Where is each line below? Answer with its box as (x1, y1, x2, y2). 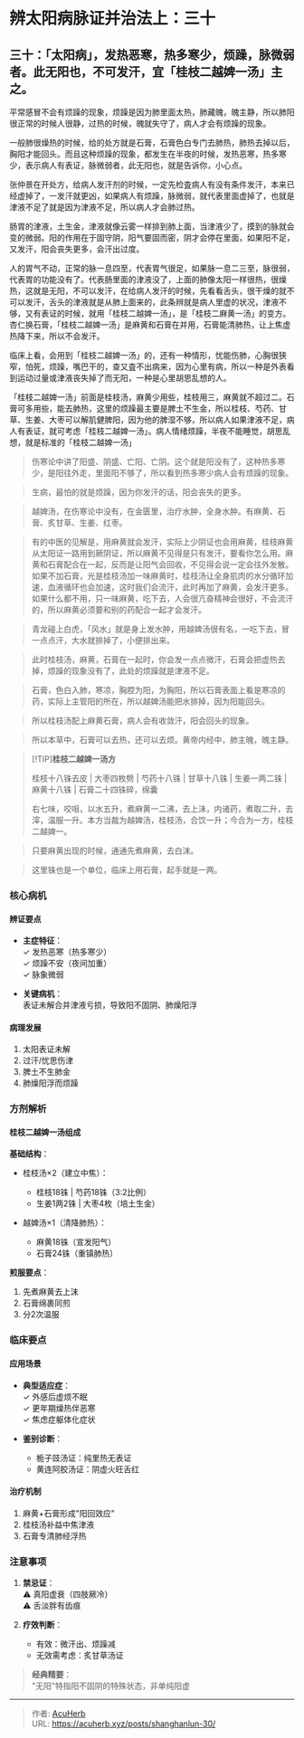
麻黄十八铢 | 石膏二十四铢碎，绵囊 (31, 784, 158, 794)
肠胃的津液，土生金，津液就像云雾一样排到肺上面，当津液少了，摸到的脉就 (9, 221, 287, 232)
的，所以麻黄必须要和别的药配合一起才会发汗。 (31, 604, 206, 615)
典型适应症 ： (22, 1380, 71, 1391)
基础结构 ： (9, 1148, 50, 1159)
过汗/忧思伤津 (22, 1055, 74, 1066)
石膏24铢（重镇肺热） (35, 1248, 118, 1258)
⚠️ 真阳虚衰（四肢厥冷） (22, 1589, 113, 1600)
